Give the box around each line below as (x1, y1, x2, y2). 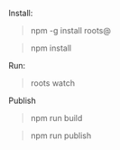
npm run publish (30, 130, 92, 141)
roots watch (30, 78, 76, 89)
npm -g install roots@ (30, 25, 112, 35)
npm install (30, 42, 72, 53)
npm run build (30, 113, 83, 123)
